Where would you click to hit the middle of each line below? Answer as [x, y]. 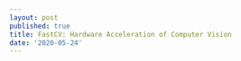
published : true [40, 26]
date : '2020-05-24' [46, 43]
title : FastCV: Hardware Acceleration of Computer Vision [120, 34]
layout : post [34, 17]
